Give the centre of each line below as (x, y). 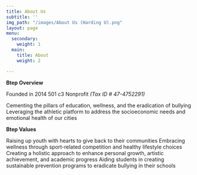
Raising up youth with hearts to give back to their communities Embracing (96, 140)
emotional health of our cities (42, 117)
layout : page (22, 28)
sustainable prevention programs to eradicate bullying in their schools (91, 166)
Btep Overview (25, 82)
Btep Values (21, 129)
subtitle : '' (22, 17)
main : (18, 50)
